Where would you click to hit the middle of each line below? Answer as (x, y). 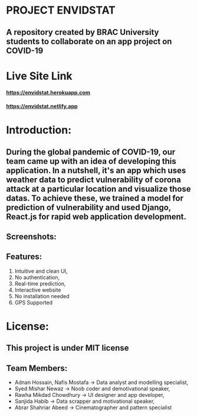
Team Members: (37, 368)
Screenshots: (32, 236)
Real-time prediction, (40, 283)
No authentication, (37, 277)
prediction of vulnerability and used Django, (88, 207)
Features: (24, 257)
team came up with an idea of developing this (91, 161)
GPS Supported (34, 302)
